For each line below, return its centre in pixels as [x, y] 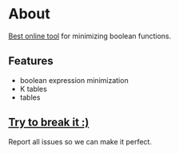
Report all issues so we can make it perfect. [80, 141]
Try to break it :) [49, 122]
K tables [34, 89]
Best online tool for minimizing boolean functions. [90, 36]
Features [31, 61]
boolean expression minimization [74, 80]
